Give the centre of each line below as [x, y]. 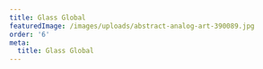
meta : [19, 43]
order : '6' [30, 34]
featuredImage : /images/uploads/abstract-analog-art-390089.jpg [132, 26]
